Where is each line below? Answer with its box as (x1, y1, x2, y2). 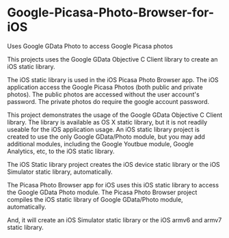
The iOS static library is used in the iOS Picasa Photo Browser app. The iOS (7, 75, 219, 83)
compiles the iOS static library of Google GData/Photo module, (7, 195, 183, 203)
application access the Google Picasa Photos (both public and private (7, 83, 203, 91)
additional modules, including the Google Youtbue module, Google (7, 140, 194, 148)
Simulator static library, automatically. (7, 168, 113, 176)
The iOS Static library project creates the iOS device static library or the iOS (7, 160, 220, 168)
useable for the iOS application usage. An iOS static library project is (7, 125, 200, 133)
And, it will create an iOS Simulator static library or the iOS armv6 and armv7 (7, 215, 222, 224)
